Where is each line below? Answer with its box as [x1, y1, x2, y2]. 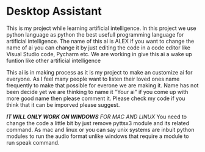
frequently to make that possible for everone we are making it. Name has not [6, 81, 199, 89]
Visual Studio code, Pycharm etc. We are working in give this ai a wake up [6, 50, 192, 57]
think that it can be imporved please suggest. [6, 101, 120, 108]
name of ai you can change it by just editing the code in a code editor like [6, 44, 191, 51]
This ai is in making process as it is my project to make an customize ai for [6, 68, 193, 76]
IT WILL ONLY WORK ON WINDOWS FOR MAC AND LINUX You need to [6, 113, 187, 120]
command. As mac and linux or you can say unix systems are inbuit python [6, 126, 195, 133]
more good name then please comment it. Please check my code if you [6, 95, 185, 102]
